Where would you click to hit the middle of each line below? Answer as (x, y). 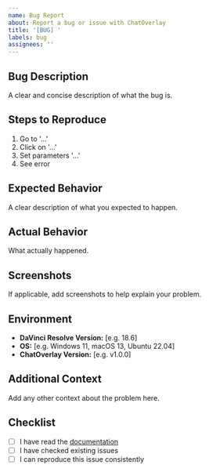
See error (35, 163)
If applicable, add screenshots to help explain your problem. (105, 294)
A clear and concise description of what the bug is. (90, 95)
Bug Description (48, 76)
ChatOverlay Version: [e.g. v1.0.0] (75, 354)
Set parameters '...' (50, 155)
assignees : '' (31, 45)
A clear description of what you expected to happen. (93, 207)
